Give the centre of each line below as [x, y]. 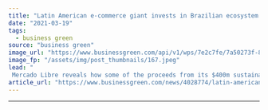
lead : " [21, 68]
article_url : [30, 82]
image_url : [26, 53]
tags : [17, 30]
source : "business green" [51, 45]
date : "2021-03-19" [41, 23]
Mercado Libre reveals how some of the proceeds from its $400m [120, 75]
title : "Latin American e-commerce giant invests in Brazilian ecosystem [134, 16]
